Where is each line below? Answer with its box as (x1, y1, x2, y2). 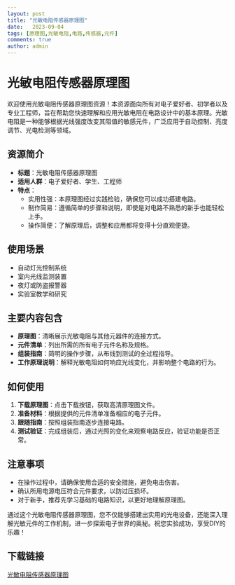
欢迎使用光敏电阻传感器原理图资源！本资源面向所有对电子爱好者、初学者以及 (7, 99, 228, 108)
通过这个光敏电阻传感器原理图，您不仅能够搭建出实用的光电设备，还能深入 (7, 511, 222, 518)
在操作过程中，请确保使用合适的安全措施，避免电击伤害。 (17, 478, 183, 486)
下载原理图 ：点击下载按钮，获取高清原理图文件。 (17, 401, 159, 409)
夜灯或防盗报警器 (17, 281, 67, 289)
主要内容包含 (7, 312, 63, 324)
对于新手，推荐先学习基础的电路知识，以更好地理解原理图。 (17, 495, 190, 504)
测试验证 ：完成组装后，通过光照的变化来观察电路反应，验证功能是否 (17, 427, 214, 435)
